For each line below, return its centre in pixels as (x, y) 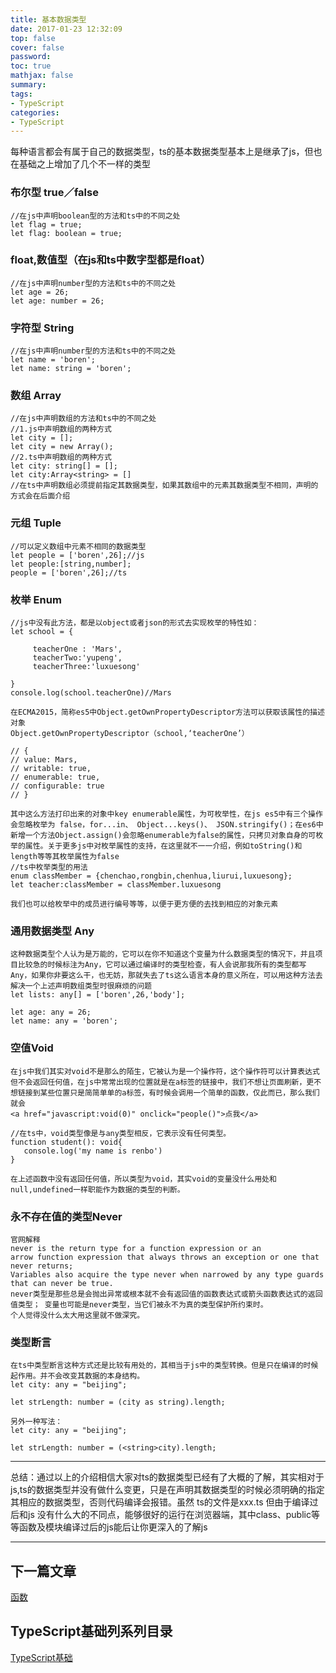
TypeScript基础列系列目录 (91, 1631)
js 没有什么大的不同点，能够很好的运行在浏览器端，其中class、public (169, 1515)
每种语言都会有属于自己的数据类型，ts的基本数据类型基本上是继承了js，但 (162, 152)
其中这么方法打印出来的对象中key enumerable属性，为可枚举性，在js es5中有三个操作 (166, 814)
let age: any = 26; (51, 1012)
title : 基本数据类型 (48, 19)
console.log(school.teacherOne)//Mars (91, 693)
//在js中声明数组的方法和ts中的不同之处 (83, 419)
